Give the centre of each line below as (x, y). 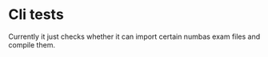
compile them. (32, 44)
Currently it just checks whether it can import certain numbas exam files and (134, 36)
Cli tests (36, 15)
